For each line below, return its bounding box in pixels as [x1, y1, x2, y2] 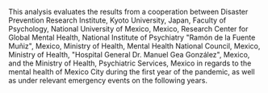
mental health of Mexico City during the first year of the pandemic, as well [8, 67, 256, 76]
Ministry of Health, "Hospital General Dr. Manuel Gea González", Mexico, [8, 50, 250, 59]
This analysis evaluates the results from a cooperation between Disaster [8, 7, 249, 16]
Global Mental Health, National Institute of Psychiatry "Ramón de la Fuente [8, 32, 256, 42]
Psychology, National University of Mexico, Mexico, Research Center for [8, 24, 249, 33]
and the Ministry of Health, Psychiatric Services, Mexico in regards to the [8, 58, 252, 68]
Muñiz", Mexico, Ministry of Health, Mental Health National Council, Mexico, [8, 41, 261, 51]
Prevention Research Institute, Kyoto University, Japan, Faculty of [8, 15, 227, 25]
